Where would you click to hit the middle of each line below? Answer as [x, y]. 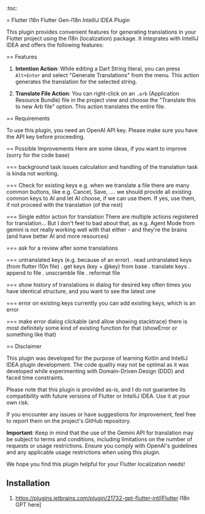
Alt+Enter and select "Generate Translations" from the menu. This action [107, 75]
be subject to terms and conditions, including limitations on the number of [99, 439]
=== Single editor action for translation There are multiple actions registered [102, 217]
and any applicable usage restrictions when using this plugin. [84, 452]
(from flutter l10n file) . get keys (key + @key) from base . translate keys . [98, 266]
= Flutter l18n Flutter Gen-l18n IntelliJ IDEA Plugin [68, 20]
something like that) [31, 334]
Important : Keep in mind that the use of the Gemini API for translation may [100, 433]
